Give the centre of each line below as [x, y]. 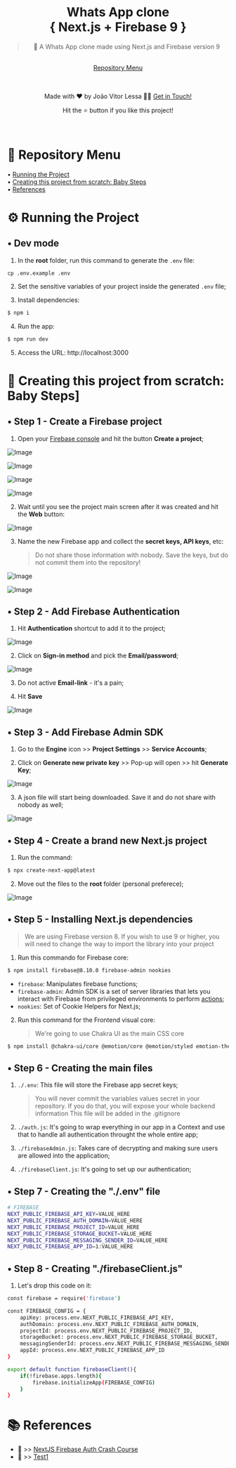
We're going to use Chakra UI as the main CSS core [110, 1033]
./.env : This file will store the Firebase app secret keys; [98, 1085]
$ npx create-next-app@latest [52, 871]
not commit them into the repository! [88, 562]
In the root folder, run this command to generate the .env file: [106, 260]
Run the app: [36, 326]
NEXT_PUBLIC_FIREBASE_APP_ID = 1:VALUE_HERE [70, 1247]
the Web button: [41, 514]
